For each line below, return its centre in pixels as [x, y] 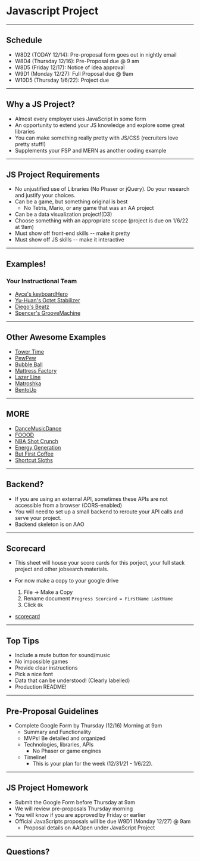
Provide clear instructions [46, 668]
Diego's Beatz [32, 307]
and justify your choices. [45, 196]
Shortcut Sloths [34, 460]
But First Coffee [34, 454]
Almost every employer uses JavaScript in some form [80, 119]
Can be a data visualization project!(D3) [63, 214]
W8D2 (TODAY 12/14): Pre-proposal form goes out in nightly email [96, 54]
